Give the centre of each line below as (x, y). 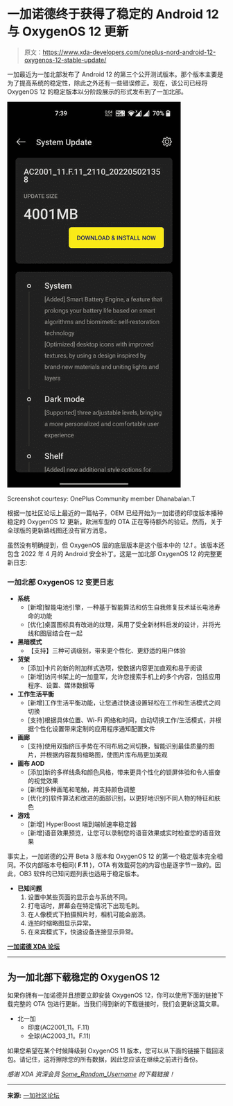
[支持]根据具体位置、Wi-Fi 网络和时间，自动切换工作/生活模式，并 (122, 720)
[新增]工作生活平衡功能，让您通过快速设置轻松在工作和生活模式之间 (124, 703)
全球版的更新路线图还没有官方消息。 (59, 530)
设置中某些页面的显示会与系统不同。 (79, 897)
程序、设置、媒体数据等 (61, 685)
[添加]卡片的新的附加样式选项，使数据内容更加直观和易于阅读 (115, 668)
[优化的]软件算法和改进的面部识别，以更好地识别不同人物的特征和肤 (124, 798)
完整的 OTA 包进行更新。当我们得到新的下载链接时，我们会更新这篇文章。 (118, 1004)
